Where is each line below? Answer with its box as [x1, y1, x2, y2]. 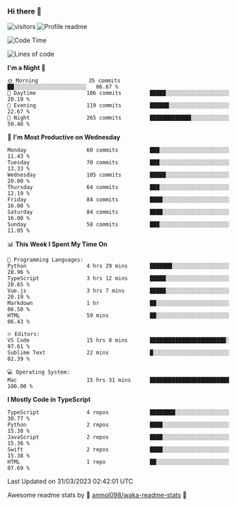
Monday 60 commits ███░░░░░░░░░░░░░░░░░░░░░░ [7, 146, 230, 154]
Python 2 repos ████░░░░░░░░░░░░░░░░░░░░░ [7, 421, 230, 429]
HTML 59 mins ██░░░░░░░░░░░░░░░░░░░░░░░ [7, 312, 230, 319]
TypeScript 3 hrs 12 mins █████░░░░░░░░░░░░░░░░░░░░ [7, 275, 230, 282]
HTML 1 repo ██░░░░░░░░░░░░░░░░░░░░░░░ [7, 459, 230, 466]
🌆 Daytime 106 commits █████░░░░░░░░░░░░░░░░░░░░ [7, 90, 230, 97]
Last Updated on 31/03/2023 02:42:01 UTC [7, 477, 133, 485]
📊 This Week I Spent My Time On [7, 240, 108, 248]
